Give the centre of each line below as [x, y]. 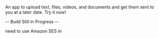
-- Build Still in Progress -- [32, 22]
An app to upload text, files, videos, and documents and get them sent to [80, 7]
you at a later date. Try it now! [36, 12]
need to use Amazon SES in [34, 31]
